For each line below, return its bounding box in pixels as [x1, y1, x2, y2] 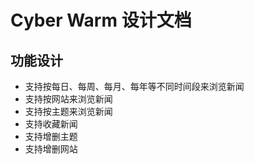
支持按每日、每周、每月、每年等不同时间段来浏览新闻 [24, 81, 245, 92]
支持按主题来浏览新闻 [24, 106, 113, 117]
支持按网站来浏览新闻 [24, 93, 113, 105]
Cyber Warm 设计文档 [10, 9, 192, 32]
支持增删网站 [24, 143, 78, 155]
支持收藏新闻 [24, 118, 78, 130]
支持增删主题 [24, 131, 78, 142]
